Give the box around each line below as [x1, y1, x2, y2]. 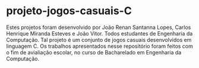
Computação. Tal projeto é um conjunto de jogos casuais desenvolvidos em [6, 36, 192, 43]
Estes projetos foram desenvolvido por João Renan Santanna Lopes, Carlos [6, 24, 191, 31]
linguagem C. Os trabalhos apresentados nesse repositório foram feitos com [6, 43, 193, 50]
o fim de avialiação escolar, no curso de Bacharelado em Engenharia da [6, 48, 182, 56]
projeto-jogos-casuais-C [6, 4, 132, 18]
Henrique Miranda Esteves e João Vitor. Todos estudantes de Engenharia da [6, 30, 193, 37]
